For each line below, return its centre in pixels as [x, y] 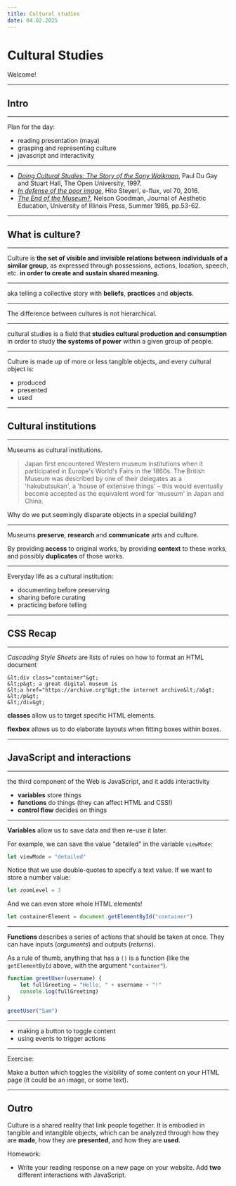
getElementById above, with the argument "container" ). [87, 966]
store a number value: [39, 878]
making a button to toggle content [66, 1031]
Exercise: [20, 1059]
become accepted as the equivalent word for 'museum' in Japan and [124, 493]
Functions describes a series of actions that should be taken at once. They [116, 937]
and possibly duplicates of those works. [66, 556]
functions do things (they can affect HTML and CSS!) [95, 802]
